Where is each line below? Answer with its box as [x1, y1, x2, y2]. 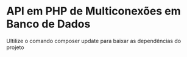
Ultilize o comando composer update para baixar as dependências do [6, 37, 182, 44]
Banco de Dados [6, 17, 91, 31]
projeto [6, 44, 24, 51]
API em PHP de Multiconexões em [6, 4, 181, 18]
